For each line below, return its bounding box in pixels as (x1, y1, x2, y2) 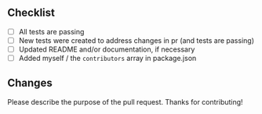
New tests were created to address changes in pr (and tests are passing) (18, 35, 254, 45)
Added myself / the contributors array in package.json (18, 54, 197, 62)
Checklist (7, 6, 56, 20)
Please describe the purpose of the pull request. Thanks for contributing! (7, 97, 244, 106)
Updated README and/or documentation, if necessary (18, 45, 195, 54)
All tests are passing (18, 27, 85, 36)
